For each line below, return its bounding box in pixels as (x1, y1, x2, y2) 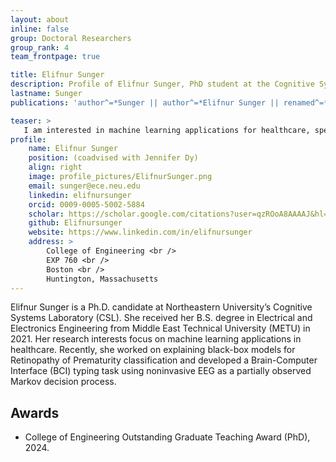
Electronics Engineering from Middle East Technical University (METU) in (10, 322, 311, 335)
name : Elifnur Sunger (28, 144, 118, 154)
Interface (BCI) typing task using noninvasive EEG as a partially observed (10, 365, 312, 377)
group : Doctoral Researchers (10, 33, 132, 43)
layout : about (10, 14, 70, 25)
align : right (28, 162, 83, 173)
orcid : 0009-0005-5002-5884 (28, 199, 145, 210)
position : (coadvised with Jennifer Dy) (28, 153, 199, 163)
